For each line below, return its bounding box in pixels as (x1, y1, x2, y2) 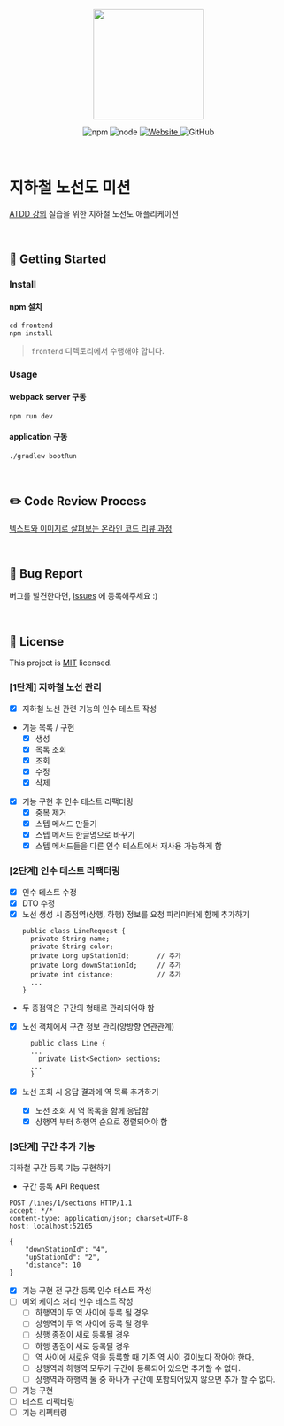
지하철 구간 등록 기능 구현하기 (9, 1162, 111, 1173)
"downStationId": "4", (25, 1246, 109, 1254)
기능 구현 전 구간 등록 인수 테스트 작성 (21, 1285, 152, 1296)
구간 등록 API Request (21, 1181, 100, 1192)
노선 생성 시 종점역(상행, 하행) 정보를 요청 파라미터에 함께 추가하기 (21, 908, 250, 919)
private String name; (30, 934, 111, 943)
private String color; (30, 942, 114, 951)
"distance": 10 (25, 1261, 81, 1269)
